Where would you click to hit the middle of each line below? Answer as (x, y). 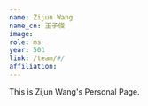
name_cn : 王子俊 (37, 26)
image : (21, 34)
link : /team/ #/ (37, 58)
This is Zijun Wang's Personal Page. (74, 91)
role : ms (25, 42)
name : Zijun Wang (41, 17)
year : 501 (27, 50)
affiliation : (33, 67)
